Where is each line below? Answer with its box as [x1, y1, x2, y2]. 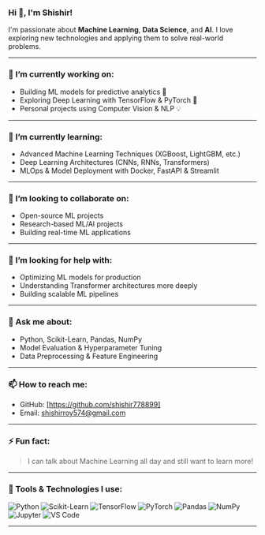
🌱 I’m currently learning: [8, 131, 103, 142]
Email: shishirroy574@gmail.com [19, 408, 126, 417]
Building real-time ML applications [19, 228, 132, 238]
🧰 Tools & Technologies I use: [8, 484, 123, 495]
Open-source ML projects [19, 211, 104, 220]
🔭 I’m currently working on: [8, 69, 114, 80]
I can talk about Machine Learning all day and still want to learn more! [27, 457, 254, 466]
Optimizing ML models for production [19, 272, 142, 282]
